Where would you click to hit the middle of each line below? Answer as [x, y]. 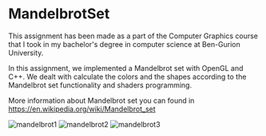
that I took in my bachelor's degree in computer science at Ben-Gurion [125, 44]
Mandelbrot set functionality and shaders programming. [100, 85]
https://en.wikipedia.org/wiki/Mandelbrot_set [82, 109]
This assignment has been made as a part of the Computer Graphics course [133, 36]
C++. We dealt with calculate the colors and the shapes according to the [127, 76]
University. [26, 52]
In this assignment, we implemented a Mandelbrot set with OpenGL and [126, 68]
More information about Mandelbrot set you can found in [101, 100]
